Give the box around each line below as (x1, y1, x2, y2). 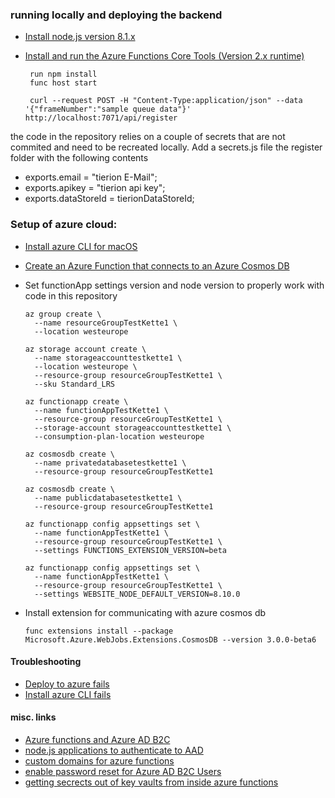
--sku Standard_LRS (34, 379, 115, 389)
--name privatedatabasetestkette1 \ (34, 458, 187, 468)
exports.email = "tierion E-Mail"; (24, 171, 158, 183)
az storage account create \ (24, 344, 147, 354)
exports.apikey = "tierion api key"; (24, 182, 166, 194)
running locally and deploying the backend (10, 8, 223, 22)
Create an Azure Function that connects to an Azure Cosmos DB (24, 259, 290, 272)
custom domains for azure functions (24, 755, 175, 767)
